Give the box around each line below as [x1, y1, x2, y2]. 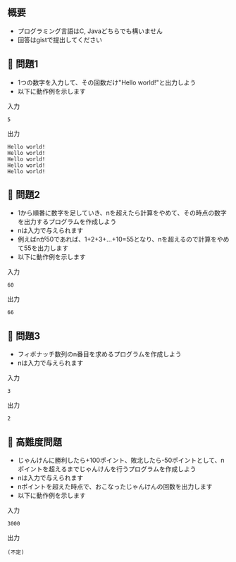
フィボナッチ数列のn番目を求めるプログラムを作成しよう [17, 350, 182, 358]
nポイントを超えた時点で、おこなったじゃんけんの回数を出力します [17, 482, 213, 491]
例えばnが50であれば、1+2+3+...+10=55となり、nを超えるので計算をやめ [17, 235, 230, 244]
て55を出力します [17, 244, 69, 252]
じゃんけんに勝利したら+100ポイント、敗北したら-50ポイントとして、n [17, 456, 225, 465]
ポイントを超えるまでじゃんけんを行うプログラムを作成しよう [17, 465, 197, 473]
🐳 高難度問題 [7, 436, 62, 448]
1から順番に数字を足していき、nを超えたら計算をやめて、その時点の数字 [17, 208, 227, 217]
